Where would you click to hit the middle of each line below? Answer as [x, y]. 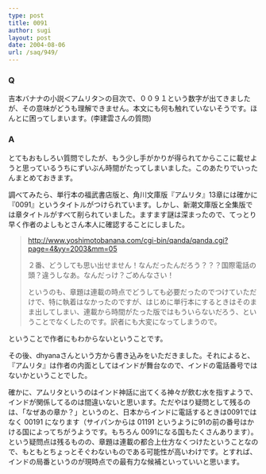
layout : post [30, 38]
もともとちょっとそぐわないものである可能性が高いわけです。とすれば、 [139, 451]
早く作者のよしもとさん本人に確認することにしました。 [98, 224]
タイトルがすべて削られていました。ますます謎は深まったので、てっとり [139, 214]
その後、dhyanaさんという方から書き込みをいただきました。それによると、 [131, 355]
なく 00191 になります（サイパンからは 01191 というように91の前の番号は [128, 422]
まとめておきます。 [46, 177]
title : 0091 [28, 23]
